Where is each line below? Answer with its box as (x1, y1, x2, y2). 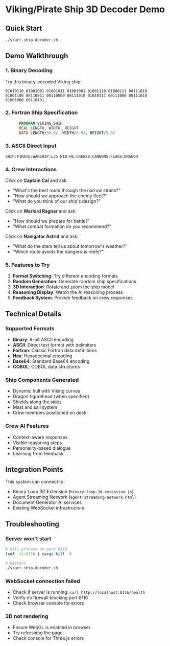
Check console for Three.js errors (12, 635, 84, 641)
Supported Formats (5, 325, 55, 332)
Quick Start (5, 24, 42, 33)
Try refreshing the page (12, 630, 63, 636)
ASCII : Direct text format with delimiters (12, 342, 96, 348)
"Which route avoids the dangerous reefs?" (12, 249, 104, 255)
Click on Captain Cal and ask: (5, 177, 68, 183)
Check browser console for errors (12, 599, 84, 606)
